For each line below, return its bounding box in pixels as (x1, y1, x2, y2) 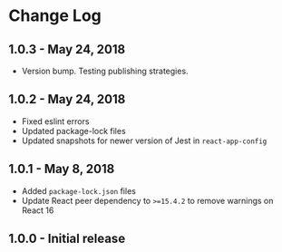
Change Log (8, 5, 102, 26)
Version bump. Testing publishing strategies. (21, 65, 189, 76)
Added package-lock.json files (21, 185, 137, 196)
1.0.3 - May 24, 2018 (8, 42, 126, 57)
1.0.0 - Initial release (8, 231, 126, 247)
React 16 (21, 205, 54, 216)
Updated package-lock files (21, 125, 126, 136)
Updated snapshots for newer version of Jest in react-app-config (21, 135, 267, 146)
